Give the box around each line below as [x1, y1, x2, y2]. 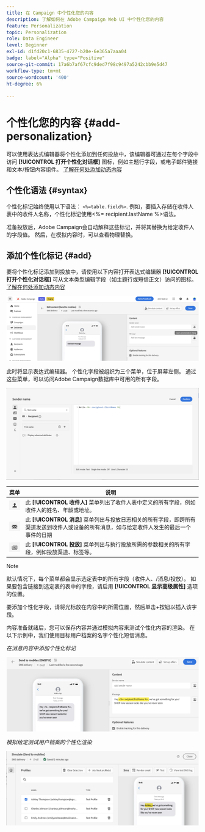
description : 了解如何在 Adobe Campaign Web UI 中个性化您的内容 [6, 16, 164, 23]
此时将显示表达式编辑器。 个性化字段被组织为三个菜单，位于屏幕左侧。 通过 [6, 368, 196, 375]
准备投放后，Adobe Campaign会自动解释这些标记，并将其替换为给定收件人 [6, 223, 195, 230]
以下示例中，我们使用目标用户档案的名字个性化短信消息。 [6, 631, 151, 638]
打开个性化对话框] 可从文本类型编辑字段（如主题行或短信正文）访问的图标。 [6, 276, 197, 283]
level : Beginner [6, 42, 48, 48]
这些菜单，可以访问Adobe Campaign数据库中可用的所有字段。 [6, 376, 163, 383]
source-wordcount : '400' [6, 74, 70, 81]
